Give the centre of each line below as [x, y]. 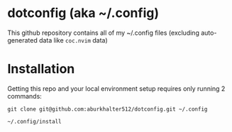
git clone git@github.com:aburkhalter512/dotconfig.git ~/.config [107, 109]
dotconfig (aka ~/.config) [83, 13]
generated [22, 40]
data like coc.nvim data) [73, 40]
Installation [41, 69]
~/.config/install [34, 121]
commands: [25, 96]
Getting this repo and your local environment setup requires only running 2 [116, 88]
